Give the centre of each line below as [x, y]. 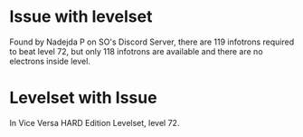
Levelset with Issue [83, 98]
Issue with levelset [81, 17]
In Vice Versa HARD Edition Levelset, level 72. [95, 122]
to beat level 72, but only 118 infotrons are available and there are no [137, 51]
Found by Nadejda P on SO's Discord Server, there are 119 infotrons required [152, 42]
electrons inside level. [50, 61]
